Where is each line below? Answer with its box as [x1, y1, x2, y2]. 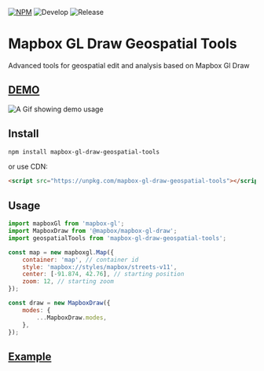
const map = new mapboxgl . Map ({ [8, 248, 114, 256]
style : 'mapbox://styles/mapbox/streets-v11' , [22, 263, 178, 271]
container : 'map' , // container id [22, 256, 139, 264]
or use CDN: [8, 162, 49, 172]
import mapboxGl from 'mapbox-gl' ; [8, 220, 125, 227]
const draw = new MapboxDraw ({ [8, 299, 111, 307]
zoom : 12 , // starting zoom [22, 278, 114, 286]
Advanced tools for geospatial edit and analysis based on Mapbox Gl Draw [8, 60, 250, 70]
